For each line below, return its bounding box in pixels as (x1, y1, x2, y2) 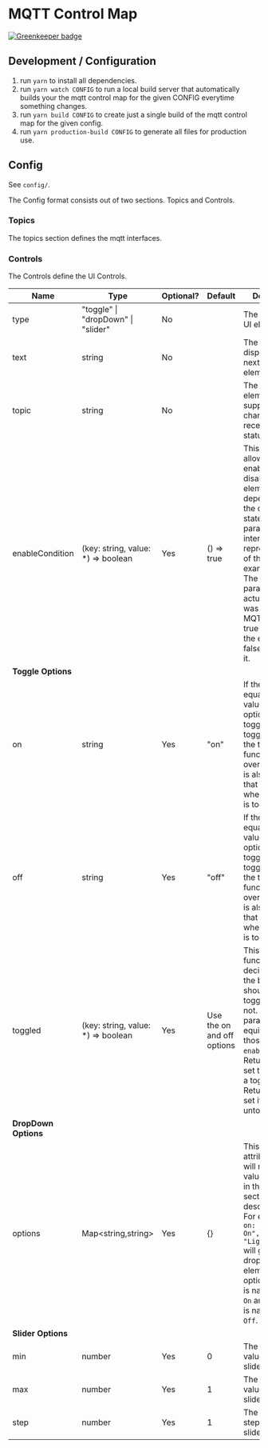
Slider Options (12, 1328, 68, 1339)
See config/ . (8, 179, 50, 189)
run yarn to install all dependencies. (19, 75, 137, 85)
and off (207, 1030, 234, 1041)
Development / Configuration (8, 54, 157, 68)
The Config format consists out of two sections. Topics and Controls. (8, 195, 235, 205)
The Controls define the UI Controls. (8, 271, 128, 281)
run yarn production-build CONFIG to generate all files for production (19, 126, 247, 136)
